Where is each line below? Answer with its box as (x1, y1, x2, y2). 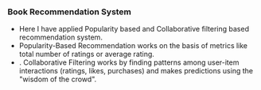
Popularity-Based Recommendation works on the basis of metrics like (18, 41, 248, 51)
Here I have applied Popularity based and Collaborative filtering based (18, 24, 250, 34)
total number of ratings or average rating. (18, 50, 154, 59)
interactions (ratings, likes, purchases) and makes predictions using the (18, 66, 254, 76)
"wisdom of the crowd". (18, 74, 97, 84)
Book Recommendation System (7, 6, 132, 17)
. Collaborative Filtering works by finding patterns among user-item (18, 58, 240, 67)
